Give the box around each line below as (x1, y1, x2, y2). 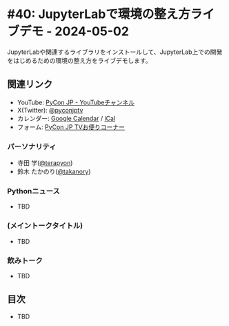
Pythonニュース (7, 186, 60, 195)
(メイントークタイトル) (7, 221, 83, 231)
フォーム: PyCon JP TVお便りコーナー (17, 122, 126, 131)
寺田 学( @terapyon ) (17, 159, 73, 167)
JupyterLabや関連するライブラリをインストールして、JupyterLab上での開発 (7, 48, 223, 56)
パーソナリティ (7, 142, 57, 151)
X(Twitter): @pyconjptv (17, 106, 83, 114)
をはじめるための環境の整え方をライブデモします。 (7, 56, 152, 64)
